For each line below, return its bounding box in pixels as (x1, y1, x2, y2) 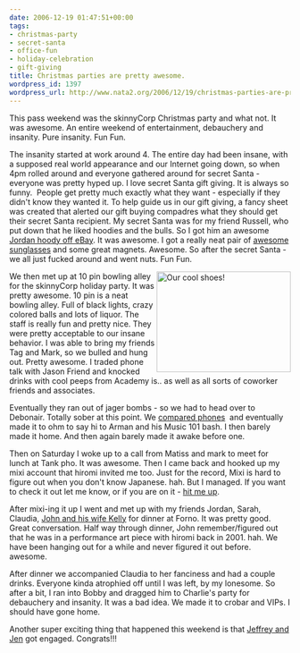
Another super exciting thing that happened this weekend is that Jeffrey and (9, 623, 289, 634)
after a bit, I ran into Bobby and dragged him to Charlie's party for (9, 587, 250, 598)
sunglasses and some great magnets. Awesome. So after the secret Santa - (9, 243, 287, 255)
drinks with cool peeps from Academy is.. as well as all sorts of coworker (9, 375, 279, 386)
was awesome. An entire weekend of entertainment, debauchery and (9, 122, 263, 132)
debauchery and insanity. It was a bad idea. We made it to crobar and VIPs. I (9, 597, 290, 607)
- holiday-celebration (9, 55, 94, 64)
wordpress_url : (9, 88, 66, 97)
